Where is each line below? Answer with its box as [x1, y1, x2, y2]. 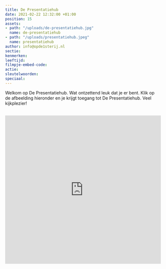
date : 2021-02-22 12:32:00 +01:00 [5, 12, 77, 17]
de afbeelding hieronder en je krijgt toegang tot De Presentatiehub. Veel [5, 95, 152, 101]
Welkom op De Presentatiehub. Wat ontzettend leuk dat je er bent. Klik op [5, 90, 155, 95]
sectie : [5, 48, 21, 53]
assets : [5, 21, 21, 26]
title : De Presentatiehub [5, 7, 58, 12]
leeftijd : [5, 58, 26, 63]
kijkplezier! [5, 100, 27, 106]
